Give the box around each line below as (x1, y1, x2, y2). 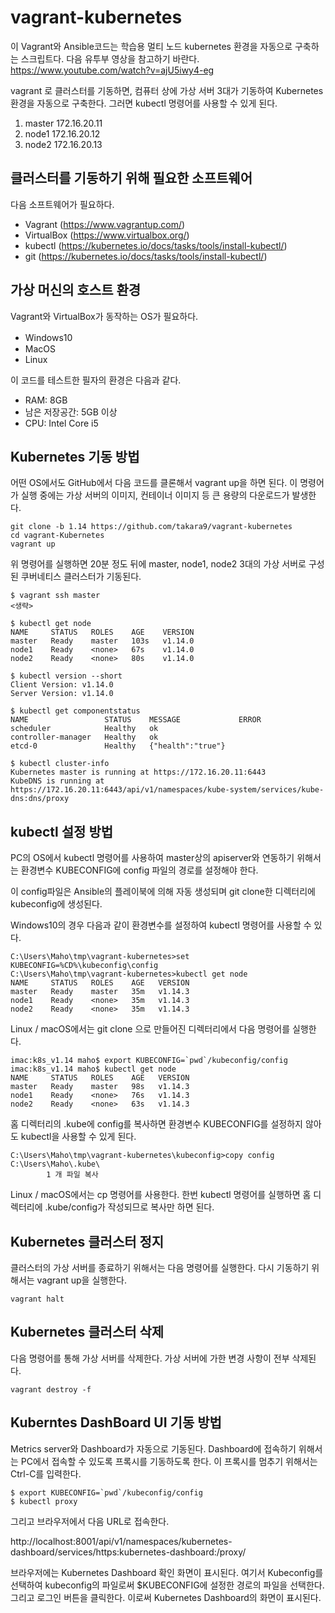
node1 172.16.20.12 (24, 127, 101, 140)
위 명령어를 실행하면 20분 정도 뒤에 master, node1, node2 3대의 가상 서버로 (10, 558, 307, 570)
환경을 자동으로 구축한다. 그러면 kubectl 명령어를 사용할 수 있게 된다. (10, 97, 278, 109)
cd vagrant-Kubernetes (10, 531, 105, 541)
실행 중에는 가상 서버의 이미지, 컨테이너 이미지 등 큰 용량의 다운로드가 (20, 489, 290, 501)
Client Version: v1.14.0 (10, 680, 114, 690)
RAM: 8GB (24, 394, 68, 406)
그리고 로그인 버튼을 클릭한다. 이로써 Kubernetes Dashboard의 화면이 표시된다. (10, 1591, 322, 1603)
